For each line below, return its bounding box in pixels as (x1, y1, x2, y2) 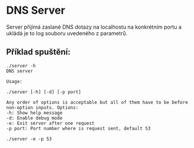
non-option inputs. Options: (6, 104, 79, 110)
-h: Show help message (6, 110, 63, 116)
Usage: (6, 78, 23, 84)
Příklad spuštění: (6, 47, 70, 57)
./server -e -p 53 (6, 135, 52, 142)
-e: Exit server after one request (6, 120, 95, 126)
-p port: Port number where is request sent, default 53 (6, 125, 151, 131)
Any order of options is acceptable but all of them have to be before (6, 99, 188, 105)
